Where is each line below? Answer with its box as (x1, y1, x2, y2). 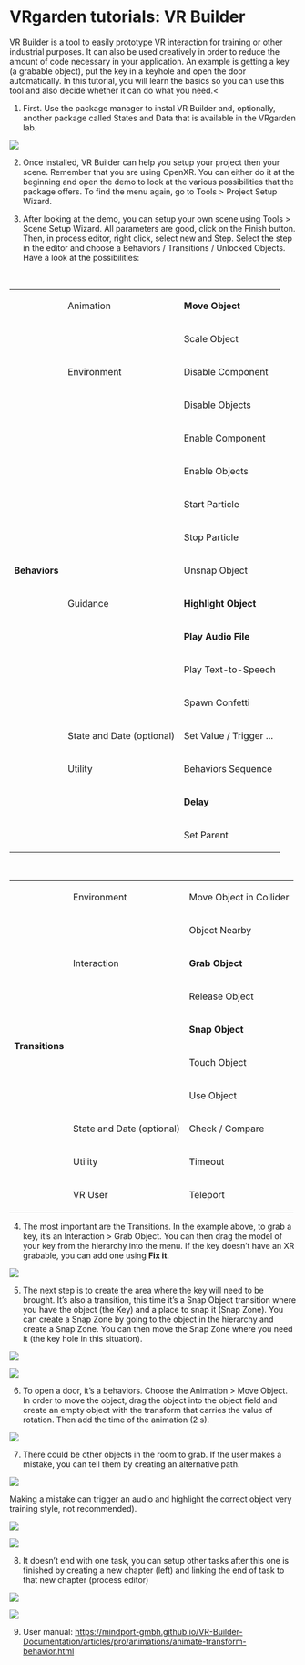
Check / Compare (188, 1122, 265, 1135)
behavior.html (22, 1645, 75, 1657)
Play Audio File (183, 630, 250, 642)
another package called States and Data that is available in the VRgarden (22, 112, 296, 123)
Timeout (188, 1155, 225, 1168)
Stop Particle (183, 531, 239, 544)
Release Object (188, 990, 254, 1003)
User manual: (22, 1626, 73, 1637)
